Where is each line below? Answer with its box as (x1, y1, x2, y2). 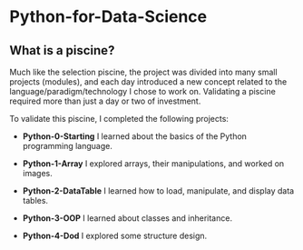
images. (22, 168, 53, 178)
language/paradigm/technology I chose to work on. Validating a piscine (9, 86, 277, 96)
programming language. (22, 141, 113, 151)
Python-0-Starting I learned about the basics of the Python (22, 131, 248, 142)
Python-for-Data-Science (9, 6, 208, 27)
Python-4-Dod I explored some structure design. (22, 230, 208, 241)
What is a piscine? (9, 43, 115, 58)
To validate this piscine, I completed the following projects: (9, 114, 230, 124)
